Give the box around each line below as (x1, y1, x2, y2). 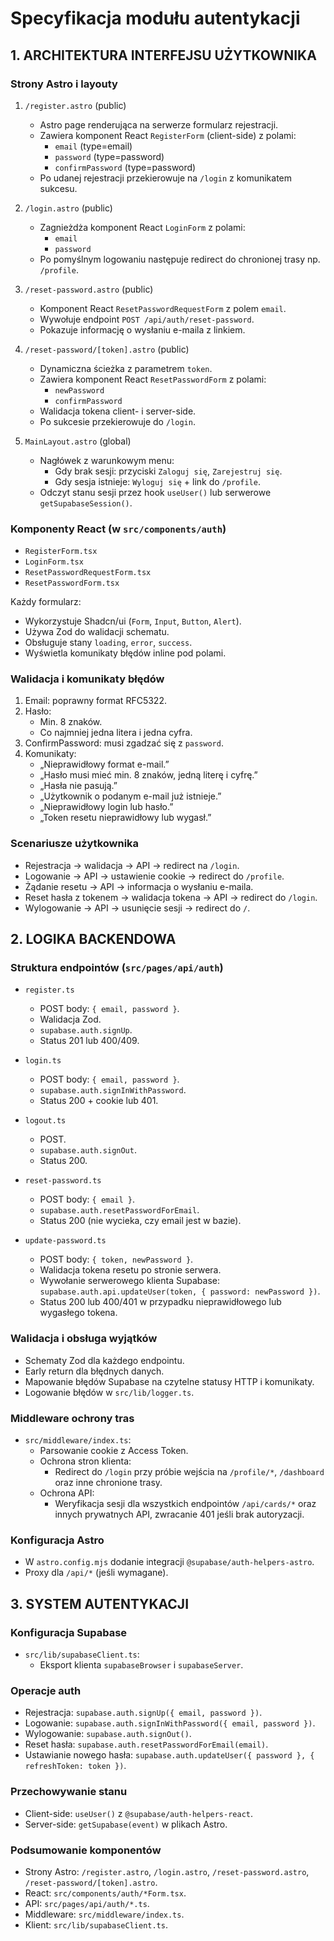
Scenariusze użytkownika (10, 837, 140, 851)
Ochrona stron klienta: (39, 1455, 132, 1467)
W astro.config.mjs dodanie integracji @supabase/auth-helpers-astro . (24, 1556, 315, 1568)
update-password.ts (24, 1236, 107, 1246)
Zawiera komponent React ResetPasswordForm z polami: (39, 373, 267, 385)
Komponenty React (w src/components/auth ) (10, 522, 227, 536)
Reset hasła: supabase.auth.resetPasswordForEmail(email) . (24, 1738, 269, 1751)
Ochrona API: (39, 1487, 95, 1499)
